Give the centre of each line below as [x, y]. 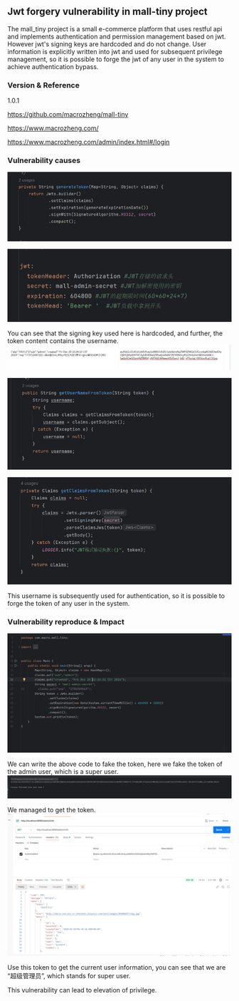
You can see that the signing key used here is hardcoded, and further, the [115, 333]
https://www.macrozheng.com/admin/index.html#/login [89, 142]
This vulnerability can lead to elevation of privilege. [82, 990]
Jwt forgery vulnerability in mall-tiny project [107, 12]
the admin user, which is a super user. [63, 771]
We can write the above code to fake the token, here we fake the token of [115, 764]
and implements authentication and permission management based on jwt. [117, 36]
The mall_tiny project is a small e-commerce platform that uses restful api [115, 28]
